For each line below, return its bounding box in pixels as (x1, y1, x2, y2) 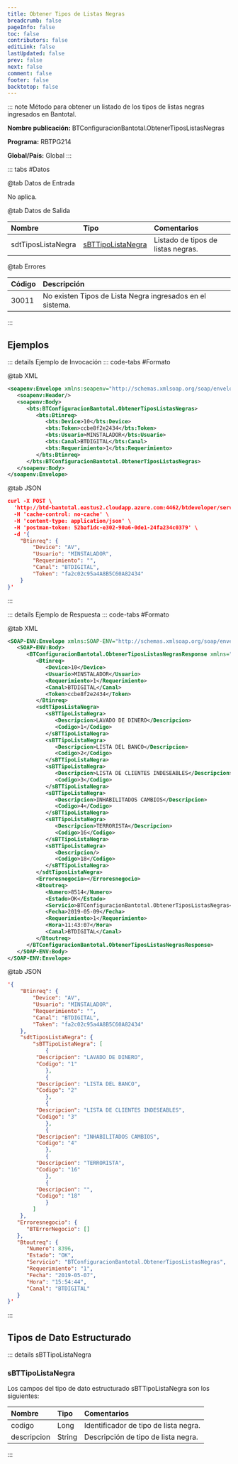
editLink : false (7, 43, 55, 50)
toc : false (7, 30, 40, 38)
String (57, 1432, 78, 1442)
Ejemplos (7, 339, 50, 351)
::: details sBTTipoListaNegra (7, 1350, 92, 1359)
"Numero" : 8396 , (25, 1245, 74, 1252)
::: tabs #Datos (7, 165, 50, 174)
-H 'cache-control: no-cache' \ (13, 511, 110, 519)
